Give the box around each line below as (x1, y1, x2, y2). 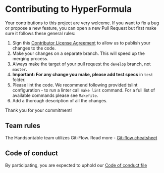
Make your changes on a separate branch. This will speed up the (12, 50, 145, 56)
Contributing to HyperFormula (5, 3, 132, 15)
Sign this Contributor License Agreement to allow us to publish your (12, 40, 151, 45)
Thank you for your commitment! (5, 107, 72, 113)
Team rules (5, 122, 41, 130)
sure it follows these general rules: (5, 30, 76, 36)
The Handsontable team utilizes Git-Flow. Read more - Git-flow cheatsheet (5, 134, 158, 140)
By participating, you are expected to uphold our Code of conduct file (5, 162, 147, 168)
